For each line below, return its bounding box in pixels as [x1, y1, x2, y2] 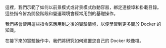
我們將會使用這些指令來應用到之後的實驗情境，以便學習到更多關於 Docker [5, 21, 156, 27]
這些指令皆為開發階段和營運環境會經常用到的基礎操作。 [5, 10, 118, 16]
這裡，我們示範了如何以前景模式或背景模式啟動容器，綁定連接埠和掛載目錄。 [5, 4, 162, 10]
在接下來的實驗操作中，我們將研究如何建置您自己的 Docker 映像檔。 [5, 38, 144, 44]
